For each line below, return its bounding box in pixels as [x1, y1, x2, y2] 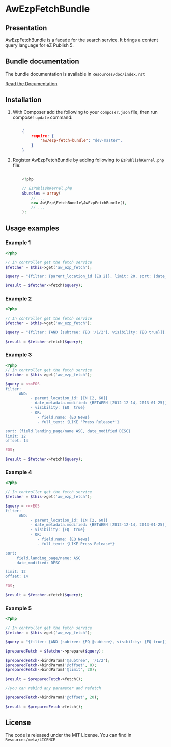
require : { [31, 133, 54, 138]
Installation [5, 95, 42, 104]
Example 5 [5, 605, 32, 612]
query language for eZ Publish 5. [5, 42, 74, 49]
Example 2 [5, 295, 32, 302]
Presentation [5, 23, 47, 32]
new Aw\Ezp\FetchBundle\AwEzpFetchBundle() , [31, 200, 127, 205]
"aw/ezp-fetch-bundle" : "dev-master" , [40, 138, 123, 143]
